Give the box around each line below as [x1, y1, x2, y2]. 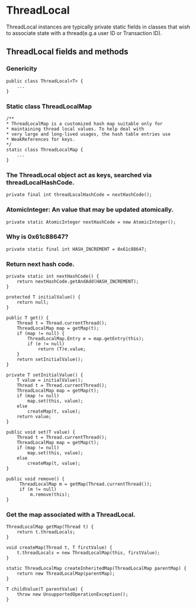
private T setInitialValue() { [6, 372, 83, 378]
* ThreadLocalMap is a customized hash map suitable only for [6, 121, 163, 126]
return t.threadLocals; [17, 529, 76, 535]
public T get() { [6, 315, 49, 321]
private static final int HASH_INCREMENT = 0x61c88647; [6, 246, 147, 252]
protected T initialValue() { [6, 294, 81, 300]
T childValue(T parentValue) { [6, 586, 83, 593]
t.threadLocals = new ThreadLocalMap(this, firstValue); [17, 550, 160, 556]
